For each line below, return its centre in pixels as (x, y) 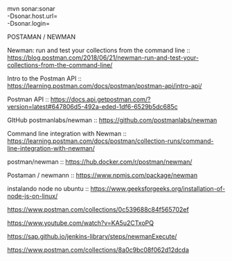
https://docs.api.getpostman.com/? (100, 99)
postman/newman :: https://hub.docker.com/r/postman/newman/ (100, 162)
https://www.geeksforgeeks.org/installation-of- (158, 188)
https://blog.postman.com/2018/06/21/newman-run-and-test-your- (103, 58)
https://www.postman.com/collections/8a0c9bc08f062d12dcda (98, 250)
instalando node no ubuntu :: (48, 188)
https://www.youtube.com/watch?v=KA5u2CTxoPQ (81, 223)
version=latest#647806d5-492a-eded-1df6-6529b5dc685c (92, 107)
